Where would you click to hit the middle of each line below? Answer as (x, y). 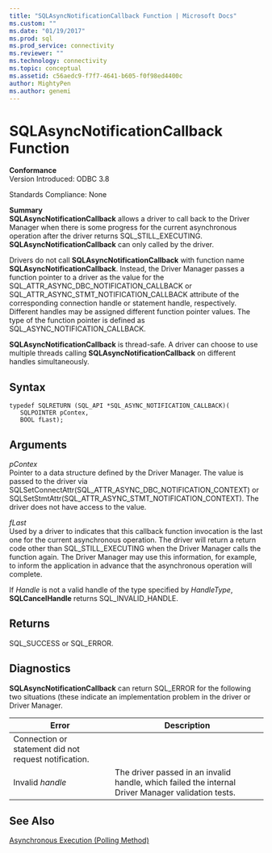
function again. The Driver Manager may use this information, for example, (133, 557)
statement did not (46, 749)
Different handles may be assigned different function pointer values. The (130, 312)
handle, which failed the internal (176, 782)
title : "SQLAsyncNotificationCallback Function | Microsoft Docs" (123, 16)
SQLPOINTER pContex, (54, 413)
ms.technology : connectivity (58, 61)
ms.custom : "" (33, 23)
